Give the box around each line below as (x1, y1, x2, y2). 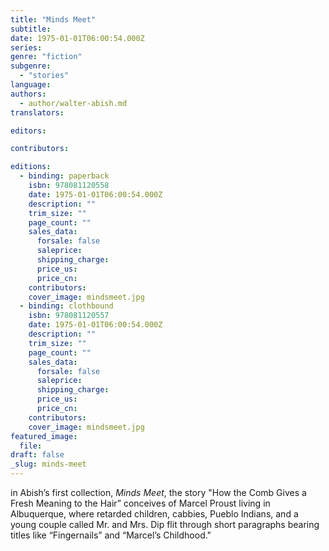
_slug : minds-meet (10, 459, 87, 470)
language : (10, 80, 52, 90)
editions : (10, 162, 52, 172)
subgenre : (10, 61, 52, 71)
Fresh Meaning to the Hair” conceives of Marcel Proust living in (10, 497, 271, 509)
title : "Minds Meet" (10, 14, 97, 25)
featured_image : (10, 431, 78, 441)
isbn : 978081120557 (28, 311, 110, 321)
